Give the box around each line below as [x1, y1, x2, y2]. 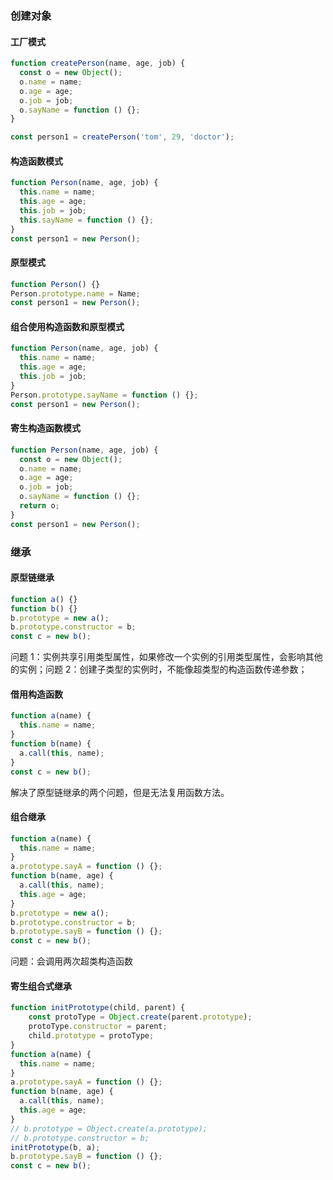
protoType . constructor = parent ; [28, 1022, 168, 1032]
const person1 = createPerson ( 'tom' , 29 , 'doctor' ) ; [10, 132, 235, 142]
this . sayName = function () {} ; [19, 215, 155, 225]
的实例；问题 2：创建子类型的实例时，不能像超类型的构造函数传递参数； [10, 663, 308, 676]
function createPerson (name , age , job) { [10, 58, 186, 69]
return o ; [19, 501, 60, 511]
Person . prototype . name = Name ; [10, 288, 141, 299]
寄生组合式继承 [10, 980, 72, 992]
